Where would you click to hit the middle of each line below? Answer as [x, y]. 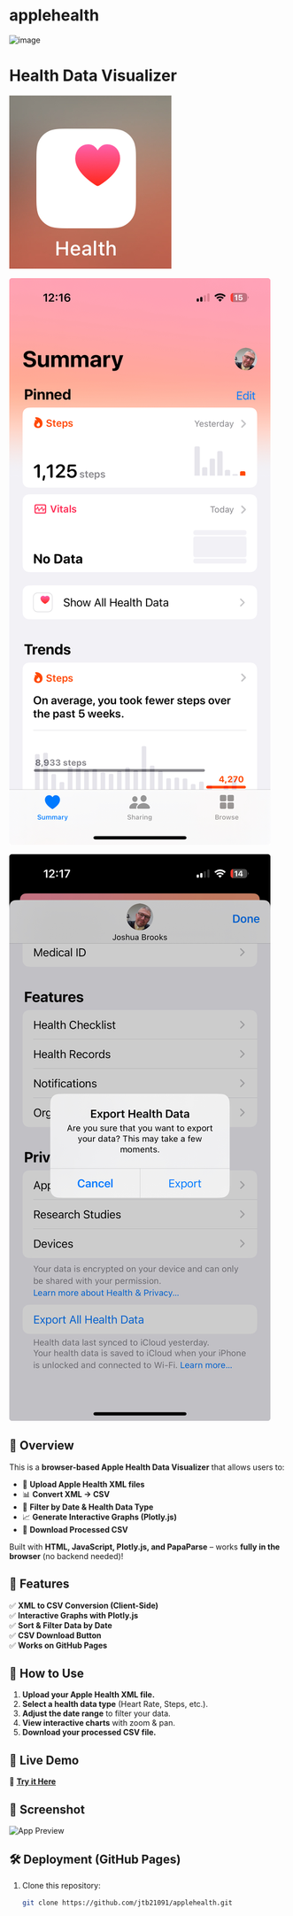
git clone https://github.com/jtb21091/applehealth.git [127, 1903]
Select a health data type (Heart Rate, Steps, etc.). [115, 1704]
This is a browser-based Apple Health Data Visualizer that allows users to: [147, 1467]
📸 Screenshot [47, 1809]
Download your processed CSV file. [89, 1733]
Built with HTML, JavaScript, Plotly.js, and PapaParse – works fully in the [145, 1547]
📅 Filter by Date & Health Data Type [88, 1507]
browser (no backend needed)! [66, 1556]
